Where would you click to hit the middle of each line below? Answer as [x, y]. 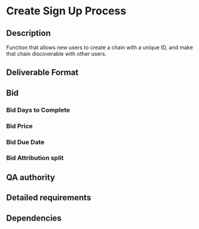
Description [28, 33]
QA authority [31, 177]
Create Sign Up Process [66, 11]
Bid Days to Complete [38, 110]
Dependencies [34, 218]
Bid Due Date [25, 142]
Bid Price [19, 126]
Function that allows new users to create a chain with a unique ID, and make [99, 47]
